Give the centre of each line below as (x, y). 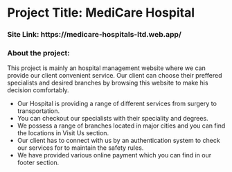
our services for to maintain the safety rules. (80, 148)
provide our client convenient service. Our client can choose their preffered (115, 76)
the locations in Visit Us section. (63, 133)
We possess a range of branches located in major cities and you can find (121, 126)
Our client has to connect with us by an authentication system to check (118, 141)
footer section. (38, 163)
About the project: (39, 53)
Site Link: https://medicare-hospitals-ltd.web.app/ (95, 35)
